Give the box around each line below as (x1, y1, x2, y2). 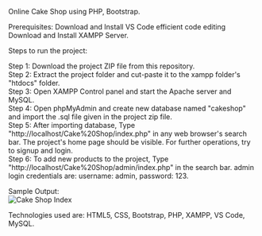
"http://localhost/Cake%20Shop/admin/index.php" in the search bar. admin (8, 163, 255, 172)
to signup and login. (8, 146, 73, 155)
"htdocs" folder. (8, 79, 60, 87)
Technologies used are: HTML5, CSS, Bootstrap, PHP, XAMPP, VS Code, (8, 211, 245, 219)
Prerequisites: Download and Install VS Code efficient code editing (8, 22, 226, 31)
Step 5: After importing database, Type (8, 121, 136, 130)
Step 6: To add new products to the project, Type (8, 154, 169, 164)
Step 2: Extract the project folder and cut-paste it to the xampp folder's (8, 70, 241, 79)
